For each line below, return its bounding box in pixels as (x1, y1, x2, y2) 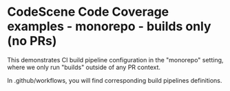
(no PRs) (7, 34, 57, 49)
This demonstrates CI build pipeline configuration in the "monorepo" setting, (7, 55, 224, 64)
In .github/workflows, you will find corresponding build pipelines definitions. (7, 76, 222, 84)
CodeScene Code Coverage (7, 4, 169, 20)
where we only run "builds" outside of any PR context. (7, 63, 160, 71)
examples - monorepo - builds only (7, 18, 211, 34)
